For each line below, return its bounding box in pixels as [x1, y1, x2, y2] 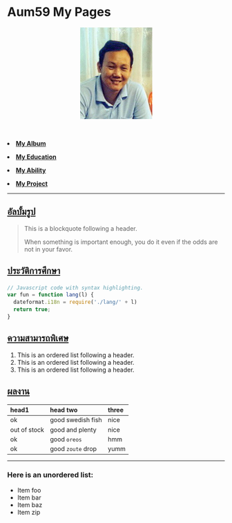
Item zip [17, 508, 41, 516]
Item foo [17, 486, 41, 494]
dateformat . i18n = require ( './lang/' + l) [13, 298, 137, 306]
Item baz [17, 500, 43, 508]
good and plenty [50, 426, 97, 434]
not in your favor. [23, 245, 73, 253]
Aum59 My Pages [7, 4, 112, 20]
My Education [16, 153, 57, 161]
